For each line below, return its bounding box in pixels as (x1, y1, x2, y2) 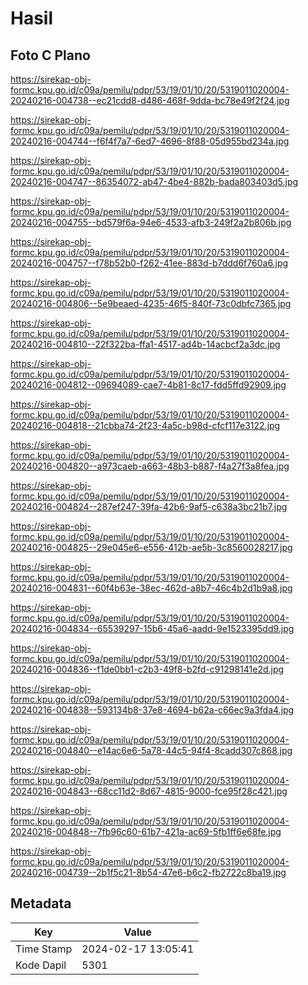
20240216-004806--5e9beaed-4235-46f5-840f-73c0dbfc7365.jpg (10, 298, 292, 309)
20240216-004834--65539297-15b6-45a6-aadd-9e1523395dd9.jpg (10, 623, 295, 634)
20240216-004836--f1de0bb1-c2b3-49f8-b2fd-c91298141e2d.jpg (10, 663, 285, 675)
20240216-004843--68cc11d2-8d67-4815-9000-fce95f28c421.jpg (10, 785, 288, 797)
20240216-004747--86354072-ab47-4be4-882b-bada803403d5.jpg (10, 176, 299, 187)
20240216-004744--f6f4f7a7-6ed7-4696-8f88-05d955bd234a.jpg (10, 135, 290, 147)
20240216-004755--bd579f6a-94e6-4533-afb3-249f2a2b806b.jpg (10, 217, 292, 228)
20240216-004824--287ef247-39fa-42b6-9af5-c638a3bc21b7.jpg (10, 501, 288, 512)
